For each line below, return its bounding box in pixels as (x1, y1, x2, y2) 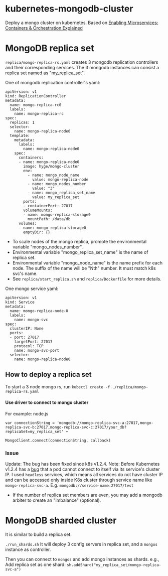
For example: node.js (5, 410, 49, 416)
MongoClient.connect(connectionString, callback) (5, 438, 111, 443)
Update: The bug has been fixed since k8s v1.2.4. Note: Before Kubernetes (5, 461, 160, 467)
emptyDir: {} (23, 229, 51, 235)
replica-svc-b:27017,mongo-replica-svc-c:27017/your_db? (5, 424, 127, 429)
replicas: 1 (10, 120, 35, 125)
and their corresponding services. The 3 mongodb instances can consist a (5, 64, 159, 70)
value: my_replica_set (32, 194, 80, 200)
